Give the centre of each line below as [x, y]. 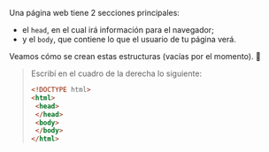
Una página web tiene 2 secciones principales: [94, 13]
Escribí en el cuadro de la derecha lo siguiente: [116, 73]
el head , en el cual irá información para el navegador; [118, 30]
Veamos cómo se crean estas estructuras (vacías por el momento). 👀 [135, 56]
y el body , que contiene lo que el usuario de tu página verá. [129, 39]
